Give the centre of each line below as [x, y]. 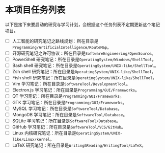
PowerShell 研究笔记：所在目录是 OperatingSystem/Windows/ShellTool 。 [84, 60]
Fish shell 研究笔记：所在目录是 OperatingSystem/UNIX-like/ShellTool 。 [84, 78]
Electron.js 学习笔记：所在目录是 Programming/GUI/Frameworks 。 [76, 90]
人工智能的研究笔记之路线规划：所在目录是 [55, 41]
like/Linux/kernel [31, 139]
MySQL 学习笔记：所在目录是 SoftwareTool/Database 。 [67, 109]
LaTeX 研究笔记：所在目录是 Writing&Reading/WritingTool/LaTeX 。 [79, 145]
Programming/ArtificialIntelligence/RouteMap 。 [62, 47]
